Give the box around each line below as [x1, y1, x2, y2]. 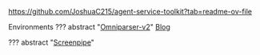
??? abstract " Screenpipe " [8, 37, 94, 47]
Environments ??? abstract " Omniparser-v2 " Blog [8, 22, 170, 31]
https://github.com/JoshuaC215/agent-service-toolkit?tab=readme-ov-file [8, 7, 253, 16]
